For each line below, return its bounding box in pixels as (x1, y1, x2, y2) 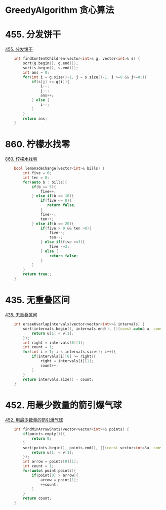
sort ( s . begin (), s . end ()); (23, 65, 79, 70)
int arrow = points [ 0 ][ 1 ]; (23, 459, 79, 464)
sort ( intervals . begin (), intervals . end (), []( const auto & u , (23, 326, 152, 331)
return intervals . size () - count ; (23, 377, 94, 382)
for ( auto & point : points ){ (23, 468, 77, 473)
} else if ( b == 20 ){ (31, 221, 74, 226)
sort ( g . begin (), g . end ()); (23, 61, 79, 66)
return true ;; (23, 272, 52, 277)
